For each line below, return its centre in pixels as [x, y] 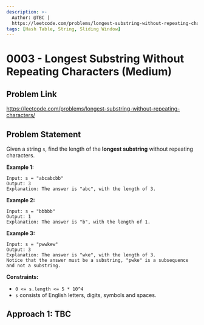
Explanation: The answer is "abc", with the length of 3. [81, 189]
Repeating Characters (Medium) [89, 72]
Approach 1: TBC [39, 314]
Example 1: [20, 167]
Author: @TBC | [31, 18]
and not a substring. [34, 266]
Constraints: [22, 277]
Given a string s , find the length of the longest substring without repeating [100, 149]
